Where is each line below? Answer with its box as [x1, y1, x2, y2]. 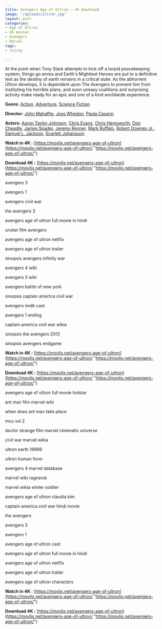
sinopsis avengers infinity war [5, 255, 65, 261]
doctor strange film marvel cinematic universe [5, 427, 98, 433]
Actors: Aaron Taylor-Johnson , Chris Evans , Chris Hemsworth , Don [5, 120, 141, 126]
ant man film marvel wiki [5, 399, 54, 405]
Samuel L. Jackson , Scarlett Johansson [5, 130, 84, 136]
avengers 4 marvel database [5, 465, 62, 471]
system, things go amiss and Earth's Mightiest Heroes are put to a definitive [5, 71, 157, 77]
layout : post [5, 16, 32, 21]
